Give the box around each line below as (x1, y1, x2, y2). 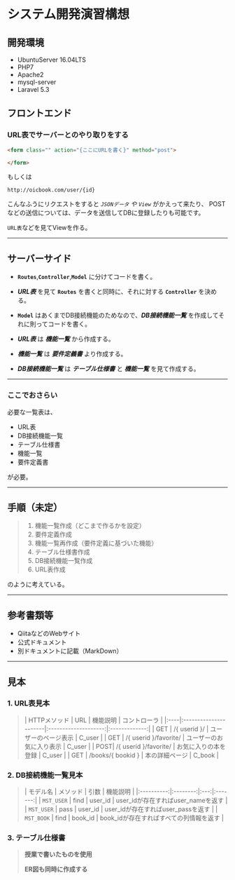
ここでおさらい (7, 391, 58, 400)
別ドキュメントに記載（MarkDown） (17, 647, 123, 656)
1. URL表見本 (7, 698, 50, 708)
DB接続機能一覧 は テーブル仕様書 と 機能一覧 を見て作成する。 (17, 365, 201, 373)
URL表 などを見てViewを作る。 (7, 224, 92, 232)
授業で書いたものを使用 (24, 850, 92, 859)
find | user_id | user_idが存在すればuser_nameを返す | (73, 797, 228, 805)
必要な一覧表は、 (7, 407, 57, 416)
